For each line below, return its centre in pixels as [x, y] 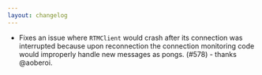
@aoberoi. [36, 62]
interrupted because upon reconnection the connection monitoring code [137, 46]
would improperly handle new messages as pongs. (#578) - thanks [128, 54]
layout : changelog [37, 15]
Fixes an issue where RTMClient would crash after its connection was [131, 37]
